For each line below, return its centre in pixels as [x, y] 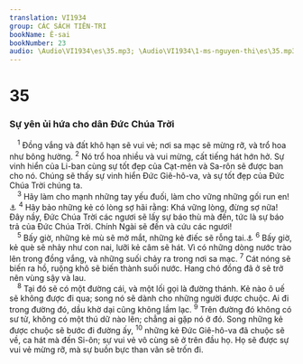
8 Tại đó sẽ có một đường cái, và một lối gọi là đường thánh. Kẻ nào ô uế [151, 288]
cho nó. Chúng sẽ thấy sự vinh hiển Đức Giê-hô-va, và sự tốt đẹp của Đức [147, 175]
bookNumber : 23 [38, 43]
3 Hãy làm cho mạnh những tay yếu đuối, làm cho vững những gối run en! [154, 195]
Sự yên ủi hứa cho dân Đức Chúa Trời [92, 125]
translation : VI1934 [48, 18]
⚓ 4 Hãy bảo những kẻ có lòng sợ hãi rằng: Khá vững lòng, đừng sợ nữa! [144, 207]
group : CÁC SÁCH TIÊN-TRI [58, 26]
